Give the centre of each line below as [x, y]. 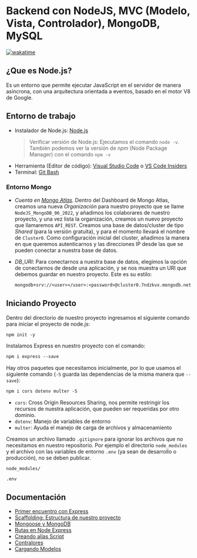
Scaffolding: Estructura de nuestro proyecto [68, 517]
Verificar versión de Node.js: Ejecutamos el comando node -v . [104, 142]
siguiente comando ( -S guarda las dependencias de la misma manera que [95, 374]
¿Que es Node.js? [39, 71]
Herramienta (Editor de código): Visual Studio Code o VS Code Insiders [101, 166]
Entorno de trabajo [41, 116]
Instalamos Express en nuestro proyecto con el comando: [76, 346]
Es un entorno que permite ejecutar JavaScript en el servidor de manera [94, 85]
